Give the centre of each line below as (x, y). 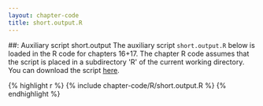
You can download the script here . (64, 70)
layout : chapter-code (44, 15)
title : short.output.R (45, 23)
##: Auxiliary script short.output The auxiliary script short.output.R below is (132, 45)
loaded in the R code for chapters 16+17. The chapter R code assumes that (129, 53)
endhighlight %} (34, 93)
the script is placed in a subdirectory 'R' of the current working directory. (126, 62)
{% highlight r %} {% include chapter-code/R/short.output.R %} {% (117, 85)
